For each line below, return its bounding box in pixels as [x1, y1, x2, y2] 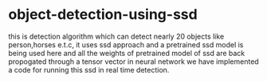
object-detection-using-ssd [8, 6, 198, 24]
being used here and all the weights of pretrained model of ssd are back [8, 48, 245, 58]
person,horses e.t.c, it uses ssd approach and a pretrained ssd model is [8, 39, 244, 49]
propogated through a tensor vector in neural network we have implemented [8, 57, 259, 66]
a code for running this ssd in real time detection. [8, 65, 170, 74]
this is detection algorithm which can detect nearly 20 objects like [8, 32, 225, 41]
